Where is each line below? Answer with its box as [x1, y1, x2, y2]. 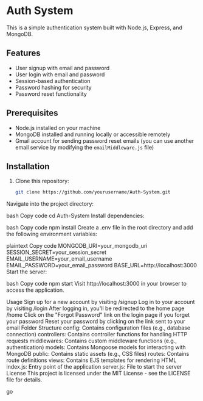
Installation [6, 161, 50, 172]
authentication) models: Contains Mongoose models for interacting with [6, 344, 187, 351]
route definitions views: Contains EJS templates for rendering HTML [6, 356, 177, 364]
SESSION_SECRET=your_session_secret [6, 248, 107, 256]
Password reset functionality [15, 90, 87, 98]
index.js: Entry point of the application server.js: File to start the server [6, 363, 182, 370]
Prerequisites [6, 108, 58, 118]
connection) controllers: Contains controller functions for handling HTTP [6, 331, 188, 338]
